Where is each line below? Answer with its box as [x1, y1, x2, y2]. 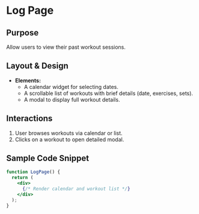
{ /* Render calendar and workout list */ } [22, 186, 130, 192]
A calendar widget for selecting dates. [23, 83, 119, 90]
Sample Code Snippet [6, 153, 89, 164]
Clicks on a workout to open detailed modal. [14, 136, 124, 143]
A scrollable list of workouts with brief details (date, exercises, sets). [23, 90, 194, 97]
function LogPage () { [6, 169, 61, 175]
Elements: [14, 76, 41, 84]
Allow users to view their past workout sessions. [6, 43, 126, 50]
